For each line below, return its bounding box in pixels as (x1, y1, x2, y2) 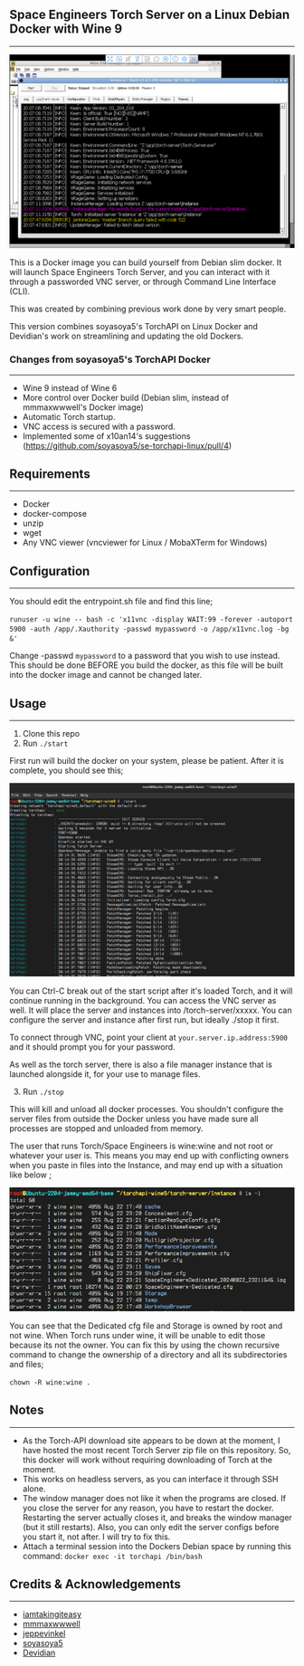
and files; (9, 1358, 44, 1369)
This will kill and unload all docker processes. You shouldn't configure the (9, 1103, 284, 1114)
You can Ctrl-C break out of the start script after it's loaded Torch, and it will (9, 985, 293, 996)
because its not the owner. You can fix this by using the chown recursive (9, 1339, 280, 1350)
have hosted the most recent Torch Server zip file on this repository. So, (22, 1444, 291, 1455)
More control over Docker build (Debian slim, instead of (22, 392, 229, 403)
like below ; (9, 1169, 52, 1180)
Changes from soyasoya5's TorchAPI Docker (9, 353, 211, 366)
